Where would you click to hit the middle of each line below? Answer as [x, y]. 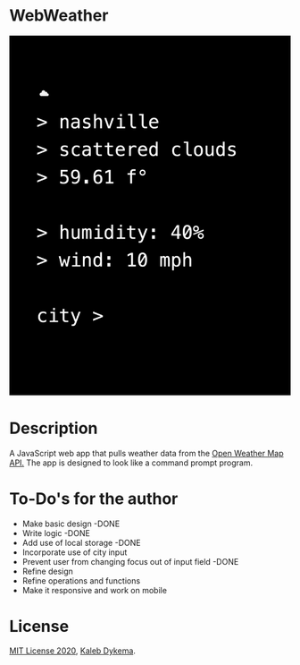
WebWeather [59, 16]
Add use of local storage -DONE [81, 542]
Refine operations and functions [81, 580]
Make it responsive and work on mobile [95, 590]
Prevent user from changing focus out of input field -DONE [130, 561]
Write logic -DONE [56, 533]
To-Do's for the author [94, 499]
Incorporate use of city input [75, 552]
